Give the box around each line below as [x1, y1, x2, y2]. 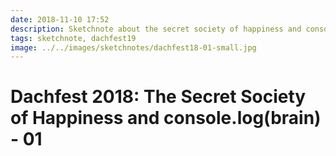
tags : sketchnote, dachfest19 [10, 33, 137, 43]
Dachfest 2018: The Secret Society [10, 86, 307, 108]
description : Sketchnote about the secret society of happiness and [10, 24, 302, 34]
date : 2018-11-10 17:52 [10, 14, 110, 25]
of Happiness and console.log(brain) [10, 107, 322, 130]
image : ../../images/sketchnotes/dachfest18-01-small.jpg [10, 42, 257, 53]
